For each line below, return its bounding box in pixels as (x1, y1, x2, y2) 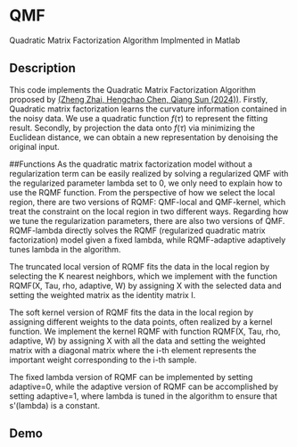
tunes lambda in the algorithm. (9, 244, 121, 254)
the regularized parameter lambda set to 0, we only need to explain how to (9, 178, 283, 188)
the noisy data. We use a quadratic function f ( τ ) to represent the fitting (9, 112, 268, 123)
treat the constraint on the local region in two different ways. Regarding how (9, 206, 289, 217)
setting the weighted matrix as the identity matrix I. (9, 289, 196, 300)
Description (9, 61, 76, 76)
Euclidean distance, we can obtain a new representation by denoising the (9, 131, 279, 143)
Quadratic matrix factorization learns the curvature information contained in (9, 103, 287, 114)
